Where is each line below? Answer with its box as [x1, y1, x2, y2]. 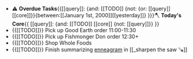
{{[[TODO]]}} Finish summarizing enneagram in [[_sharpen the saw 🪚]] [11, 46, 188, 53]
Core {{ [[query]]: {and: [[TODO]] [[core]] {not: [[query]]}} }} [11, 20, 160, 27]
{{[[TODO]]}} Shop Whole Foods [11, 39, 92, 46]
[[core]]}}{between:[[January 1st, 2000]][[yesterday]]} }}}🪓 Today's [11, 12, 182, 18]
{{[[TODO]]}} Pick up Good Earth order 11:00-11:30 [11, 27, 136, 33]
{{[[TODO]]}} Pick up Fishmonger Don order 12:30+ [11, 33, 139, 40]
